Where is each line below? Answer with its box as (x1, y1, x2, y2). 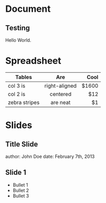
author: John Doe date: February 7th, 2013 (5, 153, 95, 159)
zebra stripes (8, 98, 40, 106)
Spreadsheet (5, 55, 61, 67)
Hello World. (5, 37, 32, 43)
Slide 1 (5, 168, 27, 177)
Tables (15, 73, 32, 80)
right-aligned (44, 82, 77, 89)
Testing (5, 24, 30, 32)
